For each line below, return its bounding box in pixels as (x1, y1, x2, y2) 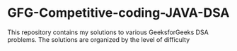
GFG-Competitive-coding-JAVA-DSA (7, 5, 230, 21)
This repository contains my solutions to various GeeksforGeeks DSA (7, 28, 209, 36)
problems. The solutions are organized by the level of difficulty (7, 35, 190, 43)
